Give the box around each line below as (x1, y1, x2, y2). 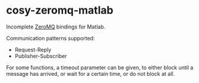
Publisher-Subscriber (14, 52, 67, 59)
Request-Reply (14, 46, 52, 53)
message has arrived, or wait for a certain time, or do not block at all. (6, 70, 175, 77)
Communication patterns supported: (6, 34, 95, 41)
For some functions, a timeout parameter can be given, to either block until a (6, 63, 194, 71)
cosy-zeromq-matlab (6, 4, 114, 17)
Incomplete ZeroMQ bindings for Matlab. (6, 23, 106, 30)
